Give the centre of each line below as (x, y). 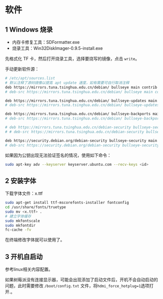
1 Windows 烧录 (29, 30)
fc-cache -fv (18, 230)
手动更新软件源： (22, 69)
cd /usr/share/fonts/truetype (36, 207)
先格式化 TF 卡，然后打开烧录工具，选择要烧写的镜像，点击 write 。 (72, 59)
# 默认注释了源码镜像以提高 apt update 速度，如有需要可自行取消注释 (67, 83)
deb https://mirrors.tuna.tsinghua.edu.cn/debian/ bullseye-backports (78, 114)
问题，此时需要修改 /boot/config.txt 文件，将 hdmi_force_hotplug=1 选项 (77, 286)
